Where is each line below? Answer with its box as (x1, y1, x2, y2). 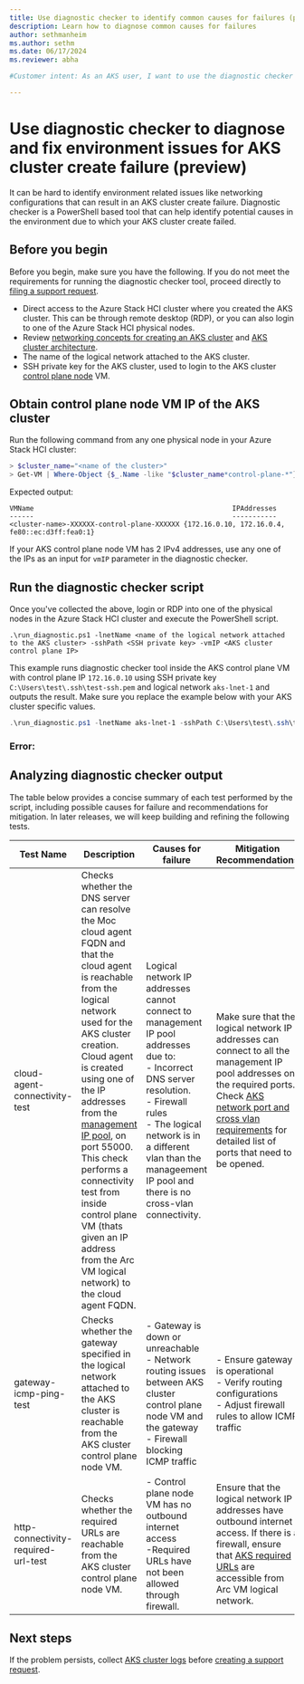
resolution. (146, 1084, 192, 1096)
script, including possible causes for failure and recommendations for (9, 801, 269, 812)
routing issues (146, 1364, 206, 1377)
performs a (81, 1163, 128, 1175)
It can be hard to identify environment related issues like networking (9, 187, 263, 197)
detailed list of (215, 1134, 277, 1147)
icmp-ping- (14, 1387, 66, 1400)
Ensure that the (215, 1481, 281, 1494)
